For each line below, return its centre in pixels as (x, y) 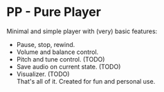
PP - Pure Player (54, 12)
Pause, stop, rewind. (46, 44)
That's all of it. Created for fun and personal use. (86, 81)
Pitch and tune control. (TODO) (61, 59)
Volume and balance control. (57, 52)
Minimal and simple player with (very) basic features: (82, 31)
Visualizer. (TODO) (43, 74)
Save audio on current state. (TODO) (69, 66)
